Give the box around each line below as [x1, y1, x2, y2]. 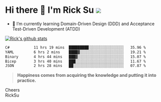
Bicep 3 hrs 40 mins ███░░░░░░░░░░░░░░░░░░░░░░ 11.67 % [5, 59, 146, 64]
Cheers [5, 87, 20, 93]
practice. [17, 77, 36, 83]
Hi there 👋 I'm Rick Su [5, 4, 94, 16]
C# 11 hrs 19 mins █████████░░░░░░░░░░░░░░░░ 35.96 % [5, 45, 146, 50]
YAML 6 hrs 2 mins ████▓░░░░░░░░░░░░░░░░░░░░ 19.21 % [5, 49, 146, 55]
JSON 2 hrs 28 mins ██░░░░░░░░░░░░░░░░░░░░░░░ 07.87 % [5, 64, 146, 68]
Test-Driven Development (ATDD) [12, 26, 80, 32]
